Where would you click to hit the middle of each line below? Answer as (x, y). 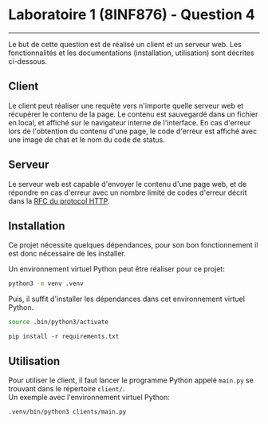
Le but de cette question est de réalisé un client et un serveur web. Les (125, 44)
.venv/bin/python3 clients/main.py (67, 412)
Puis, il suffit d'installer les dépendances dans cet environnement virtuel (127, 299)
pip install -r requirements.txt (64, 337)
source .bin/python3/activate (59, 322)
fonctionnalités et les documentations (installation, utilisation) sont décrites (131, 53)
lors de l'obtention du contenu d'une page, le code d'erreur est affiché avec (133, 131)
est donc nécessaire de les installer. (67, 254)
